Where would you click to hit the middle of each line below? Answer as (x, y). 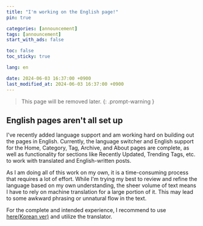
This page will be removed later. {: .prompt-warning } (88, 101)
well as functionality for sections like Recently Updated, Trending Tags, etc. (101, 154)
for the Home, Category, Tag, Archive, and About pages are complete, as (98, 148)
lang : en (17, 67)
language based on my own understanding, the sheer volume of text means (101, 185)
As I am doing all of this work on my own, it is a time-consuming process (98, 173)
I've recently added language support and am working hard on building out (100, 135)
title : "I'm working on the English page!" (62, 12)
